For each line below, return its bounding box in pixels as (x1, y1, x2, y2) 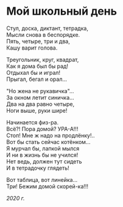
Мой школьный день (6, 4, 118, 18)
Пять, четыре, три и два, (6, 37, 70, 45)
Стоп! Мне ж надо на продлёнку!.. (6, 132, 95, 139)
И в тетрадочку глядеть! (6, 164, 70, 171)
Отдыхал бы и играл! (6, 69, 61, 76)
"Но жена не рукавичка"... (6, 87, 74, 94)
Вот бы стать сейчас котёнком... (6, 138, 91, 145)
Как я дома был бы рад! (6, 62, 69, 70)
